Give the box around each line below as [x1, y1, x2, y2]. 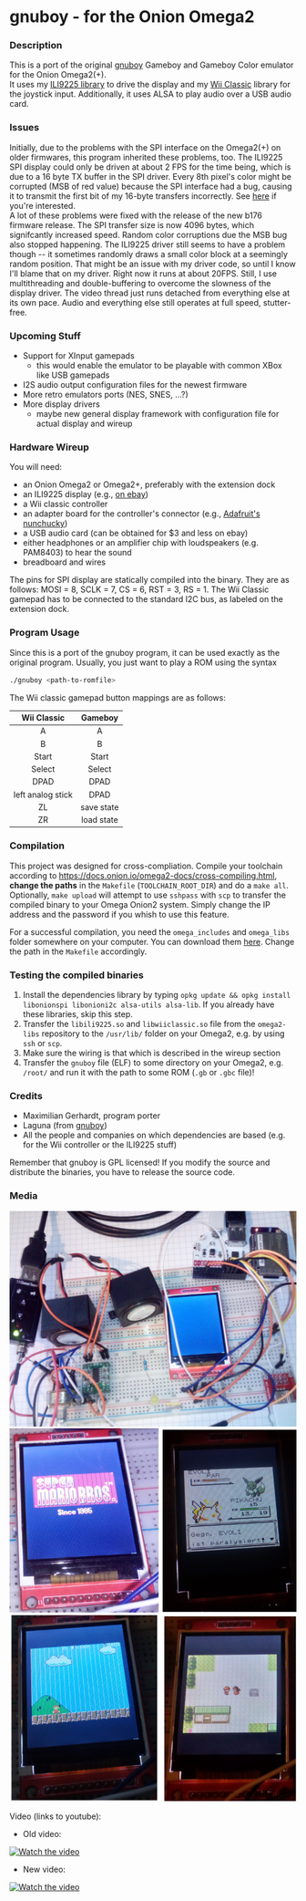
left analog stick [13, 789, 73, 800]
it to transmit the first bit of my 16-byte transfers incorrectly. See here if [9, 190, 277, 202]
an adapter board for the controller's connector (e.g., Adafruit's [22, 508, 261, 519]
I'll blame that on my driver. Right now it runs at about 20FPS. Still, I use [9, 267, 278, 279]
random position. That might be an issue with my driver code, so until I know [9, 258, 296, 269]
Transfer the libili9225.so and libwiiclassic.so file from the [22, 1019, 256, 1030]
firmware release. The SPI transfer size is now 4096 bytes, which [9, 219, 255, 230]
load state [80, 815, 118, 826]
